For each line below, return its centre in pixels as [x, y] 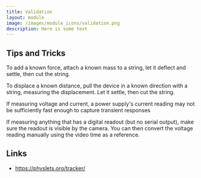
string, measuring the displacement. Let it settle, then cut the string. [91, 92]
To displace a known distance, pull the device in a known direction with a [97, 86]
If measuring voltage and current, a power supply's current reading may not [101, 104]
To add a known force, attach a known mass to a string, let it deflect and [96, 68]
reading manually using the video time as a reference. [73, 135]
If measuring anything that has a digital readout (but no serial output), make [100, 122]
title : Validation [29, 12]
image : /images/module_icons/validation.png [63, 23]
